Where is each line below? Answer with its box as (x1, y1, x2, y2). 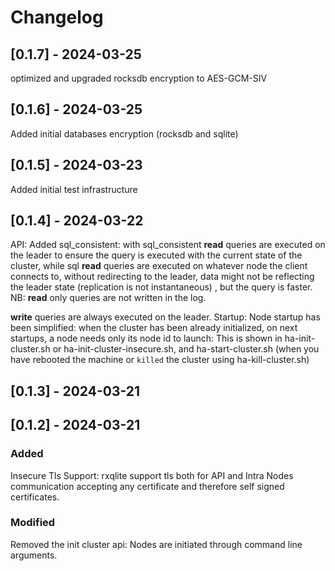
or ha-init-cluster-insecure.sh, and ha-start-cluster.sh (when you (52, 343, 320, 355)
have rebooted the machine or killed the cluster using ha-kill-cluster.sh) (10, 354, 310, 366)
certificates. (10, 491, 60, 503)
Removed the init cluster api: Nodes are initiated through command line (10, 538, 303, 550)
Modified (10, 516, 56, 530)
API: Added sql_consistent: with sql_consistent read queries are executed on (10, 239, 326, 251)
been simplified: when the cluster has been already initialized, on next (10, 322, 298, 334)
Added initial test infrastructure (10, 183, 138, 195)
